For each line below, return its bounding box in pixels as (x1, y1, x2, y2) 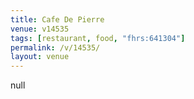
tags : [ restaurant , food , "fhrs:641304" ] (10, 33, 186, 43)
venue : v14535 (10, 24, 70, 34)
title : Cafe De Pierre (10, 14, 105, 25)
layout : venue (10, 52, 70, 62)
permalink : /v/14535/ (10, 42, 101, 53)
